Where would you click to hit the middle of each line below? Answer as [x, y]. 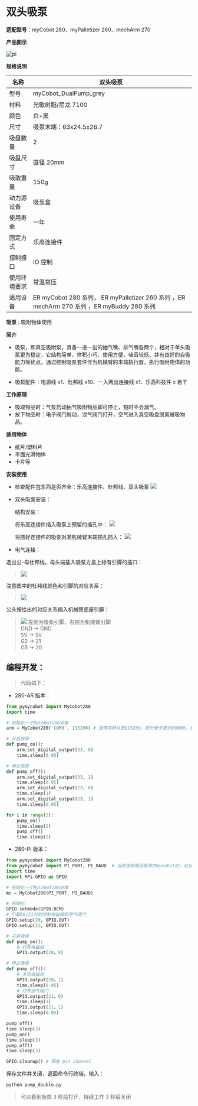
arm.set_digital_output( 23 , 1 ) [55, 799]
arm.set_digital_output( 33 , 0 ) [55, 750]
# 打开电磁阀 [30, 947]
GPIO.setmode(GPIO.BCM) [35, 909]
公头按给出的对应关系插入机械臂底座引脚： [58, 609]
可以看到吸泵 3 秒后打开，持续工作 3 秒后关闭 [76, 1097]
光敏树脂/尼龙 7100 [60, 105]
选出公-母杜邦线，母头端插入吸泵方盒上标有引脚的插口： [75, 562]
